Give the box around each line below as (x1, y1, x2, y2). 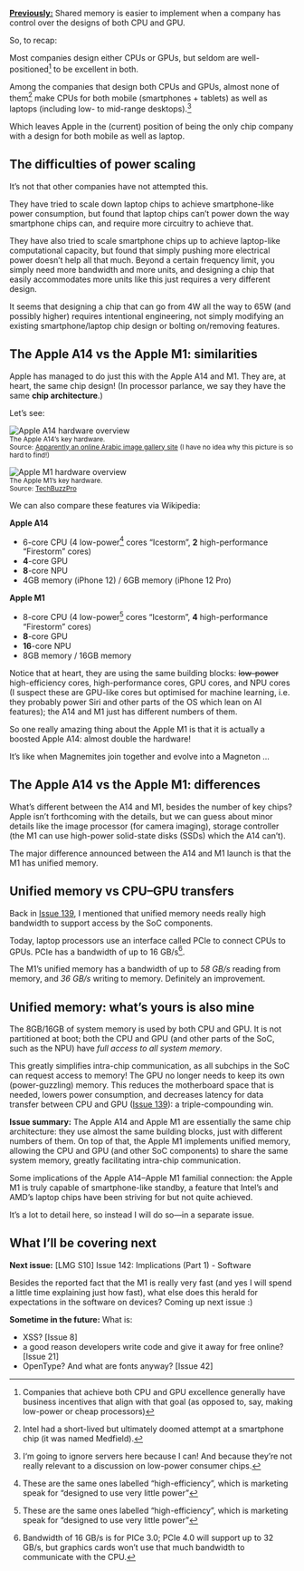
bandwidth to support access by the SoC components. (9, 917, 214, 928)
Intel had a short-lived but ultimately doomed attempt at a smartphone (22, 1423, 284, 1434)
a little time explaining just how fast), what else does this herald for (9, 1286, 259, 1297)
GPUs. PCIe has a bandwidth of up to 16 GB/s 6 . (9, 945, 185, 957)
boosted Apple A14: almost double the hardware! (9, 733, 192, 744)
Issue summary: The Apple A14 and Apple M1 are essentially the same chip (9, 1117, 291, 1127)
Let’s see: (9, 407, 45, 418)
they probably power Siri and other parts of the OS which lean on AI (9, 696, 262, 707)
